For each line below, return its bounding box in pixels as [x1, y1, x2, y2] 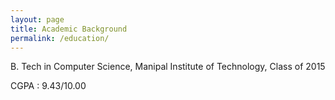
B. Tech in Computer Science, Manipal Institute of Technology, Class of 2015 [10, 61, 326, 73]
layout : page [10, 14, 65, 25]
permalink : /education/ [10, 33, 110, 43]
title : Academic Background [10, 24, 128, 34]
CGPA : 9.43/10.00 [10, 80, 87, 92]
